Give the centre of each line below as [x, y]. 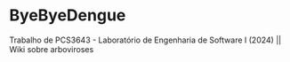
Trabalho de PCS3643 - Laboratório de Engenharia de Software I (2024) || [145, 40]
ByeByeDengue [68, 15]
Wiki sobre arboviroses [52, 49]
